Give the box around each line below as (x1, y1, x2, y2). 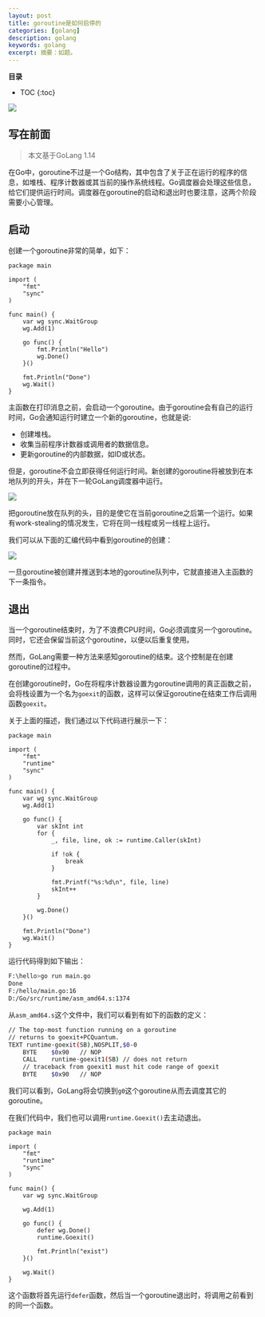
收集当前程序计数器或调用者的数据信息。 (19, 439, 153, 449)
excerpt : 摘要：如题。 (8, 49, 77, 57)
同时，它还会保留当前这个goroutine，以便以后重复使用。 (8, 635, 194, 645)
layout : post (8, 11, 52, 20)
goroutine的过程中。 (8, 662, 76, 671)
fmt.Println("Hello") (37, 345, 109, 354)
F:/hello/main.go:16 (8, 987, 77, 995)
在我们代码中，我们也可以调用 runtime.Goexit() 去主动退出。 (8, 1113, 206, 1122)
